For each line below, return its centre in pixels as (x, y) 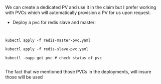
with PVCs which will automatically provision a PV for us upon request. (78, 13)
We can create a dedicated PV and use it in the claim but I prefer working (81, 7)
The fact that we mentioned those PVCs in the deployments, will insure (78, 72)
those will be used (24, 77)
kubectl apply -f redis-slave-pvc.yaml (47, 49)
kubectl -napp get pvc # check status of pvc (53, 58)
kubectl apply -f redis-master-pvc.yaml (48, 40)
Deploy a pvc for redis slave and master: (54, 22)
